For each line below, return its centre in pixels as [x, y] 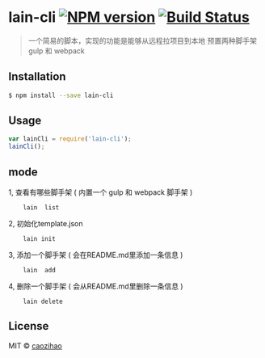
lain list [41, 208]
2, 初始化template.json [46, 223]
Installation [37, 77]
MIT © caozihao [35, 345]
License [29, 326]
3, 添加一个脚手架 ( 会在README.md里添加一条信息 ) [96, 255]
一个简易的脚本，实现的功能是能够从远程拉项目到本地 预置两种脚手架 [142, 40]
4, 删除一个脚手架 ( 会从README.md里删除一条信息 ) [96, 286]
